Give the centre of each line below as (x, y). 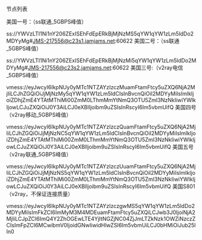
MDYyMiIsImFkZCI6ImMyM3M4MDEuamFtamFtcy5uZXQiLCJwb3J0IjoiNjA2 (101, 212)
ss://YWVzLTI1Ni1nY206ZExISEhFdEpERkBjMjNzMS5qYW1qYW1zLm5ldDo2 (100, 34)
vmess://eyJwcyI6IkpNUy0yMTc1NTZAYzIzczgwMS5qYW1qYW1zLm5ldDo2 (100, 206)
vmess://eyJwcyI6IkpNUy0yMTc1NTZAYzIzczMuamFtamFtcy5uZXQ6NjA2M (101, 87)
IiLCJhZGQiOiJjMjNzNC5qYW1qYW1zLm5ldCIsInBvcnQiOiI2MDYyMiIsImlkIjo (101, 133)
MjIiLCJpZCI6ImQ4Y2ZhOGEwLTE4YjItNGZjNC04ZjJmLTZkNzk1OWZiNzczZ (101, 219)
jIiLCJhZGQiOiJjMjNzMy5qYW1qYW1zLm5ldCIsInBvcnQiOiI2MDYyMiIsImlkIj (100, 93)
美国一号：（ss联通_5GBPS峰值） (47, 22)
